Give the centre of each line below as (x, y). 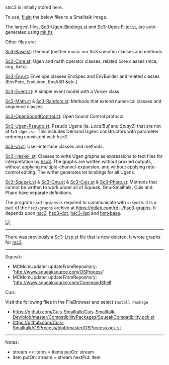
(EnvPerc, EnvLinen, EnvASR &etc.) (41, 82)
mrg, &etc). (17, 67)
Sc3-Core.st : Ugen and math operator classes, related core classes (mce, (81, 61)
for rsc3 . (14, 242)
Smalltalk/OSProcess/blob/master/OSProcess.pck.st (67, 328)
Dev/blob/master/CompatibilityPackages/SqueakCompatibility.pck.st (83, 317)
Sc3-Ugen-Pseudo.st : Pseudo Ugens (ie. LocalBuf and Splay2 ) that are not (83, 126)
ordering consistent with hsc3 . (37, 137)
